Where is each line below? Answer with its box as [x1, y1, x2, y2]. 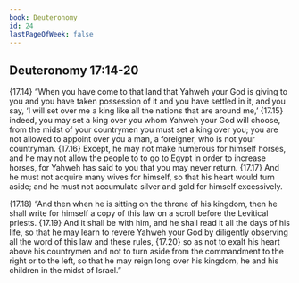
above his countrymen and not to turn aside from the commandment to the [9, 246, 284, 257]
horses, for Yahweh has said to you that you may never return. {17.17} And [9, 162, 279, 173]
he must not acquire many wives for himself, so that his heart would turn [9, 171, 275, 183]
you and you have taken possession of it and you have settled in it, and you [9, 96, 286, 107]
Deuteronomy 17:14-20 [9, 62, 139, 78]
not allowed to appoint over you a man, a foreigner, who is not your [9, 134, 256, 145]
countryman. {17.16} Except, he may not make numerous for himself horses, [9, 144, 287, 154]
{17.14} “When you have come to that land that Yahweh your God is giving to [9, 87, 288, 97]
